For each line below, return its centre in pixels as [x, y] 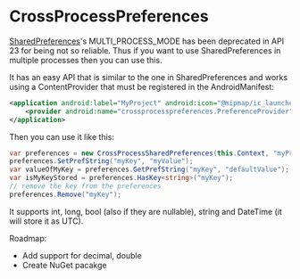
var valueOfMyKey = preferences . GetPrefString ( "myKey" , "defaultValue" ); [150, 170]
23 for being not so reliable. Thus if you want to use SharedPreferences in [145, 50]
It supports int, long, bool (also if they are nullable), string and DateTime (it [146, 211]
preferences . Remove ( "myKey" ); [66, 194]
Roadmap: [28, 238]
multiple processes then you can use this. [86, 60]
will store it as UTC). [46, 221]
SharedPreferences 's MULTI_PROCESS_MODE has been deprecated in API [146, 41]
